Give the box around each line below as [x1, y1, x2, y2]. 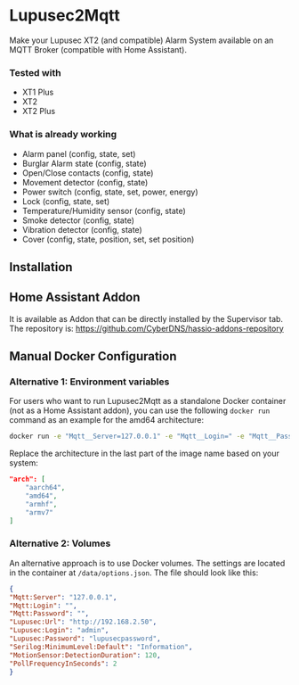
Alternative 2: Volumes [9, 537, 111, 549]
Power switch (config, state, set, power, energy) [21, 186, 198, 197]
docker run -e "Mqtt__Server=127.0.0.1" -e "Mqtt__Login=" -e [9, 432, 245, 442]
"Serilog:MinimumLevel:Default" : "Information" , [9, 642, 193, 651]
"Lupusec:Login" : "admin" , [9, 626, 109, 635]
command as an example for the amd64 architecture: [9, 415, 205, 425]
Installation [9, 260, 73, 275]
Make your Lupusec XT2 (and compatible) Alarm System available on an [9, 35, 274, 45]
